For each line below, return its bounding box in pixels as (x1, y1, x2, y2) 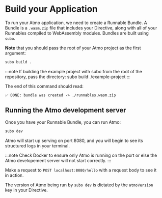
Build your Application (5, 3, 98, 15)
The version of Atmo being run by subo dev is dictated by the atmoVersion (5, 182, 154, 188)
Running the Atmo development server (5, 106, 126, 114)
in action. (5, 172, 24, 178)
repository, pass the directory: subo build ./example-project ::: (5, 74, 131, 80)
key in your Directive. (5, 187, 48, 193)
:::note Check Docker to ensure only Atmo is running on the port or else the (5, 152, 157, 158)
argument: (5, 50, 26, 56)
